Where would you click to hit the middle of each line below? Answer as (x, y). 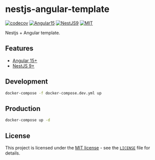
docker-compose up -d (28, 120)
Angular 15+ (25, 60)
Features (19, 48)
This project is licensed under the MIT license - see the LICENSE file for (78, 147)
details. (13, 153)
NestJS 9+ (23, 65)
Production (23, 108)
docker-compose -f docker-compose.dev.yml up (53, 93)
